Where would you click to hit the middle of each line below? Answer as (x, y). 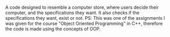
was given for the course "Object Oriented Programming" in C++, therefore (84, 23)
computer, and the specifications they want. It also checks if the (73, 13)
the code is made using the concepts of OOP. (53, 29)
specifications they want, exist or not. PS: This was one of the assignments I (85, 18)
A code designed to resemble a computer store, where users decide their (82, 7)
